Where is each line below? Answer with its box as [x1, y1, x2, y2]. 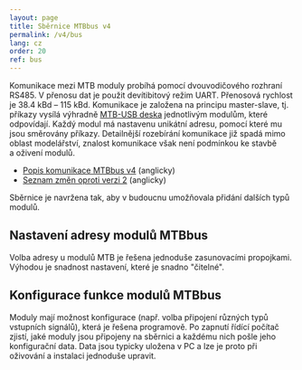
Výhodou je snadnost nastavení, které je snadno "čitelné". [9, 261, 224, 272]
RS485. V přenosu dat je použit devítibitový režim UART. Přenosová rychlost [9, 90, 294, 100]
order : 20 [9, 47, 47, 56]
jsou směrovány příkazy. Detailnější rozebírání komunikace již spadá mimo [9, 128, 287, 138]
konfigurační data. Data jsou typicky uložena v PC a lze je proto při [9, 340, 258, 351]
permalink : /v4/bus [9, 30, 83, 39]
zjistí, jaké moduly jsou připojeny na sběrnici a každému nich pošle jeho [9, 331, 277, 342]
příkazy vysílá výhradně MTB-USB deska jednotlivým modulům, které [9, 109, 269, 119]
